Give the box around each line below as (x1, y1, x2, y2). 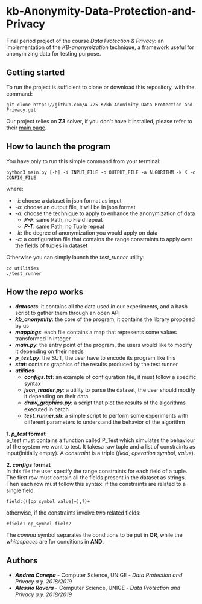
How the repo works (6, 287, 84, 297)
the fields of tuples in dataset (14, 242, 88, 249)
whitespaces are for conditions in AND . (6, 538, 104, 545)
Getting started (6, 68, 65, 78)
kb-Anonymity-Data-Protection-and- (6, 4, 197, 18)
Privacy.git (6, 107, 36, 113)
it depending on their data (24, 393, 89, 400)
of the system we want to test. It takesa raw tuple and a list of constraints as (6, 443, 195, 450)
